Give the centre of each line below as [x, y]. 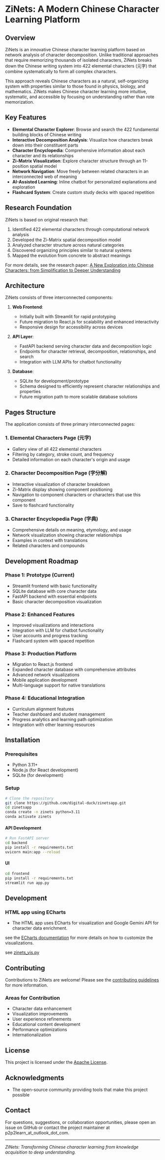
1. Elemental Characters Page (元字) [48, 438]
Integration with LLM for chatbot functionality [58, 630]
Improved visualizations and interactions [53, 625]
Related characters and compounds [48, 545]
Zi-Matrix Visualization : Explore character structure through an [77, 161]
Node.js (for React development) [45, 770]
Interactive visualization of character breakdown [61, 484]
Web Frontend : [27, 307]
